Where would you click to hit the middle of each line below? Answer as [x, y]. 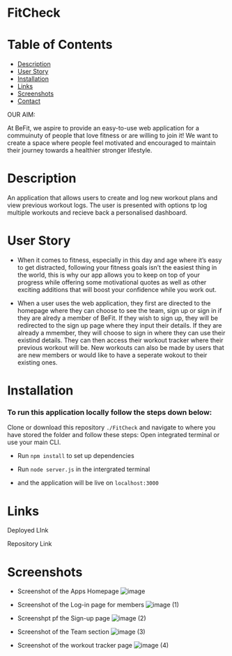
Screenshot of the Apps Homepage [68, 591]
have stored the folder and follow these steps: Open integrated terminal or [114, 435]
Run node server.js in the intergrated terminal [84, 469]
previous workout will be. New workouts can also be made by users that [121, 348]
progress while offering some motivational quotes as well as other [112, 282]
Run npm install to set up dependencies [76, 456]
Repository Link [30, 544]
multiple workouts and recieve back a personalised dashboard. [98, 213]
